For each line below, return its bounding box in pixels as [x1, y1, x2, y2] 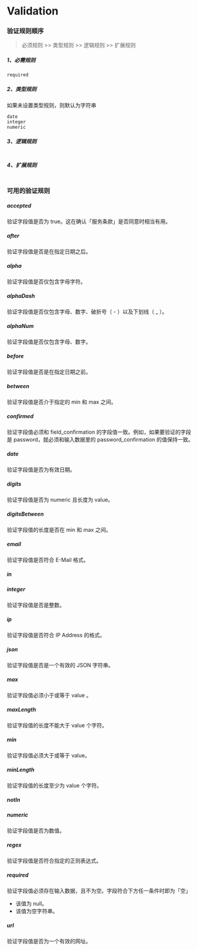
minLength [7, 766, 35, 773]
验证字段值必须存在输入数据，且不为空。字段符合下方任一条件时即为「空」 [7, 887, 191, 895]
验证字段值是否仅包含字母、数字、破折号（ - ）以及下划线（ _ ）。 [7, 308, 168, 315]
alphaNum [7, 322, 34, 329]
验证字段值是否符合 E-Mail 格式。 [7, 556, 89, 563]
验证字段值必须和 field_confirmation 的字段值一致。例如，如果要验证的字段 [7, 428, 192, 436]
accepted [7, 202, 32, 209]
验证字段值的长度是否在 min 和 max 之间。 [7, 526, 112, 533]
